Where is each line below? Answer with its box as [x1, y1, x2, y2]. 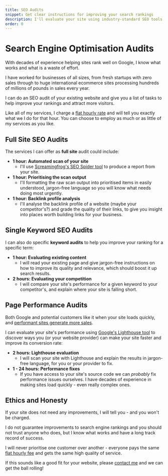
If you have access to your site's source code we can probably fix [20, 371, 156, 377]
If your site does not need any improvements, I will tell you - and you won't [5, 409, 159, 415]
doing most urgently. [20, 190, 63, 196]
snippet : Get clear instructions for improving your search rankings [5, 12, 154, 17]
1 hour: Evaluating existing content [12, 254, 87, 260]
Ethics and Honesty [5, 396, 68, 405]
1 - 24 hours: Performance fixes [12, 366, 80, 372]
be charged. [5, 415, 31, 421]
